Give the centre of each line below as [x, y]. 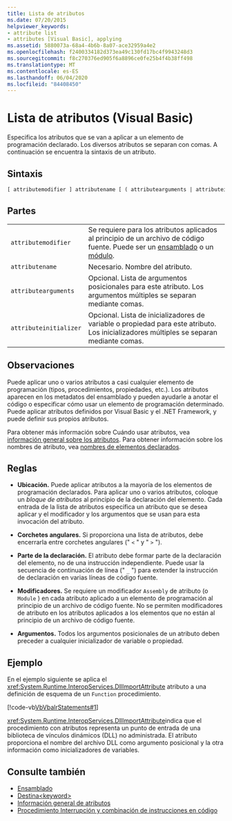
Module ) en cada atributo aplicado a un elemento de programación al [115, 598]
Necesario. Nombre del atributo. [140, 266]
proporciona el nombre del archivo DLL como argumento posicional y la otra [115, 743]
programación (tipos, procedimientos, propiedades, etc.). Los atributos [108, 389]
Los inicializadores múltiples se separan [153, 332]
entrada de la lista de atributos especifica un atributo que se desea [112, 507]
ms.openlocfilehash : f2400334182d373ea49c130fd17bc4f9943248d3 [100, 52]
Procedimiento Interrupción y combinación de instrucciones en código [117, 810]
